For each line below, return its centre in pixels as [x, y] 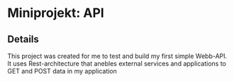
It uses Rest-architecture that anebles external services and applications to [117, 64]
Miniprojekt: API [56, 13]
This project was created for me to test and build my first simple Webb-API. [117, 56]
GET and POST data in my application [62, 71]
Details [23, 39]
